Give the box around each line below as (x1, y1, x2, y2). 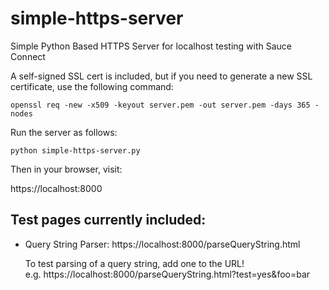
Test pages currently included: (10, 212, 207, 229)
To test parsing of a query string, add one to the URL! (24, 257, 245, 269)
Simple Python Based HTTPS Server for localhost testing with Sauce (10, 40, 293, 52)
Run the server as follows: (10, 126, 118, 138)
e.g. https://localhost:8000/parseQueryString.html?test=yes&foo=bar (24, 268, 311, 280)
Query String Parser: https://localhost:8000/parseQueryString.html (24, 238, 301, 250)
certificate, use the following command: (10, 80, 174, 92)
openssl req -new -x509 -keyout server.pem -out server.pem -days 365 (10, 100, 311, 110)
